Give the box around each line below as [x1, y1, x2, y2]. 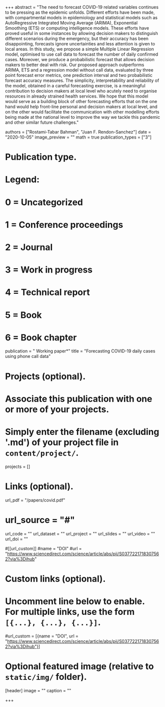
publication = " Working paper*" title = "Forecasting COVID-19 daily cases [5, 348, 156, 354]
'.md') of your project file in [5, 437, 119, 448]
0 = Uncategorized [5, 197, 83, 208]
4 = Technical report [5, 287, 90, 298]
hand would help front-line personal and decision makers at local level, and [5, 104, 158, 109]
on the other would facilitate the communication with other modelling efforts [5, 109, 160, 115]
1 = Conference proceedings [5, 219, 123, 230]
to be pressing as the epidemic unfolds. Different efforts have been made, [5, 9, 155, 15]
